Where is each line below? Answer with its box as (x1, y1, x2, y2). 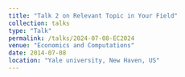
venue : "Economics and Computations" (8, 42, 135, 50)
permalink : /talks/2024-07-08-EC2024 (8, 34, 135, 43)
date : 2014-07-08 (8, 49, 67, 57)
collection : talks (8, 19, 70, 27)
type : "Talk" (8, 26, 52, 34)
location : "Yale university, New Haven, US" (8, 57, 160, 65)
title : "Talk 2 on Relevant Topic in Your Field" (8, 11, 179, 20)
